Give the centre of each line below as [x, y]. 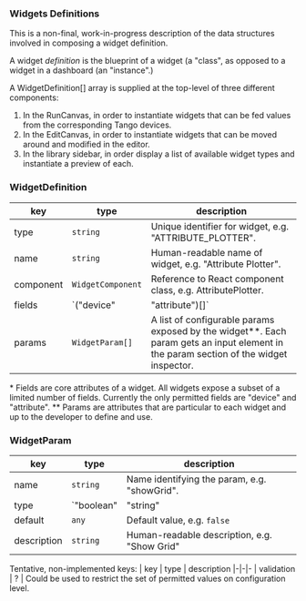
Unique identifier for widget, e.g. [220, 226]
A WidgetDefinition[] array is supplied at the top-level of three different [142, 88]
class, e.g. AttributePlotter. [207, 290]
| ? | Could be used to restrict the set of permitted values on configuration [148, 578]
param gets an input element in [217, 342]
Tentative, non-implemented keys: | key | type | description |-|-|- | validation [153, 568]
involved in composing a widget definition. [89, 43]
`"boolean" [95, 505]
